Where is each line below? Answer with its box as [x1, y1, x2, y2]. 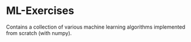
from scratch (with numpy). [6, 29, 72, 36]
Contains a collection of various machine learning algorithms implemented [6, 23, 186, 30]
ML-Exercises [6, 4, 74, 17]
